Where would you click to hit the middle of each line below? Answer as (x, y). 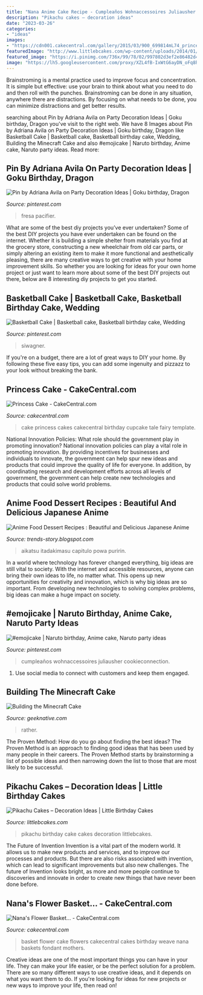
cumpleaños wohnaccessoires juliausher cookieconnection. (95, 661)
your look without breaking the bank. (52, 371)
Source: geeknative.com (37, 718)
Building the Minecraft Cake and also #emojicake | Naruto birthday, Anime (98, 143)
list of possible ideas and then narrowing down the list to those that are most (101, 761)
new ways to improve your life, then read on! (62, 985)
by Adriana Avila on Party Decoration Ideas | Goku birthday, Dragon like (95, 130)
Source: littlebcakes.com (37, 822)
